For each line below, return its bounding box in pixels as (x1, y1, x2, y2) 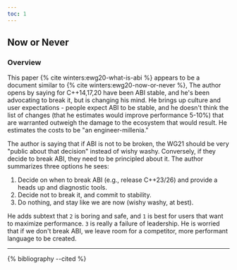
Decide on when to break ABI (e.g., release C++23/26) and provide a (17, 176, 218, 184)
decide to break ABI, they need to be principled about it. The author (7, 154, 203, 163)
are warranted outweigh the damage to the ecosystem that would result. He (7, 118, 227, 127)
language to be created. (7, 234, 77, 243)
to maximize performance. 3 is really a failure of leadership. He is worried (7, 219, 220, 228)
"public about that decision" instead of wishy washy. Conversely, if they (7, 147, 217, 156)
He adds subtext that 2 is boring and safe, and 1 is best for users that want (7, 212, 224, 221)
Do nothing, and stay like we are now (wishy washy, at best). (17, 198, 194, 207)
